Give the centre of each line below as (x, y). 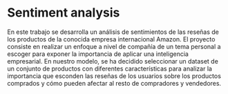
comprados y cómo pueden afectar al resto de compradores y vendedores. (114, 83)
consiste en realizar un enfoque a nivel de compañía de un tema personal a (114, 46)
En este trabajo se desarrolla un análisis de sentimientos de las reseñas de (113, 32)
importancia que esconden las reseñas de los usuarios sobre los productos (114, 76)
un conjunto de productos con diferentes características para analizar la (110, 68)
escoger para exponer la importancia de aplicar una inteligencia (98, 54)
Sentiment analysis (64, 13)
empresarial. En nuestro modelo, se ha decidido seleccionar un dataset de (113, 61)
